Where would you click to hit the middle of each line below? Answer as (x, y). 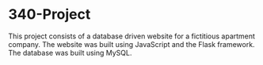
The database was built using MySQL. (70, 52)
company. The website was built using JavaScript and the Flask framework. (131, 44)
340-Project (50, 14)
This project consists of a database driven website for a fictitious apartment (132, 36)
